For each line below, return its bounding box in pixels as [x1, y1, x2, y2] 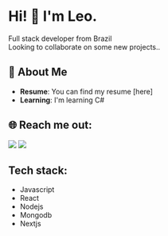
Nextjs [19, 219, 41, 229]
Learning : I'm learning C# [19, 95, 105, 105]
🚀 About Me [8, 66, 68, 79]
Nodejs [19, 202, 44, 211]
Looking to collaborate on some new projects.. [8, 42, 161, 51]
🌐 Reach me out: [8, 118, 92, 132]
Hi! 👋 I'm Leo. [8, 7, 98, 26]
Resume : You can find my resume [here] [19, 86, 154, 96]
